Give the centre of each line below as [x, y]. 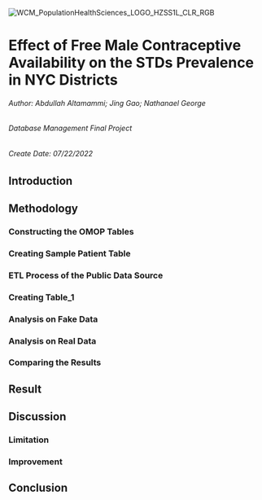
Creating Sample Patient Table [70, 253]
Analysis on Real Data [52, 340]
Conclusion [38, 488]
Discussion [37, 417]
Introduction [41, 180]
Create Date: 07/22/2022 [51, 154]
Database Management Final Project [70, 128]
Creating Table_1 [41, 297]
